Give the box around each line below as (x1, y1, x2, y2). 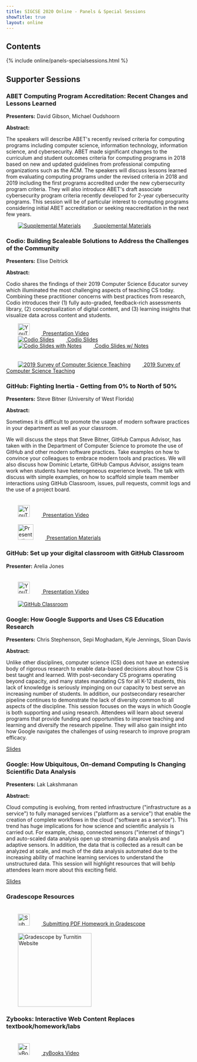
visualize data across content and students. (6, 312, 112, 319)
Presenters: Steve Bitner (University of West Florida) (6, 396, 134, 403)
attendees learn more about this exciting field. (6, 866, 118, 873)
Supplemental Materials (94, 222, 152, 229)
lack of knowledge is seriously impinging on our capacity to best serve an (6, 684, 185, 691)
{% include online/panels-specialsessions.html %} (6, 57, 128, 64)
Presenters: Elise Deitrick (6, 258, 69, 265)
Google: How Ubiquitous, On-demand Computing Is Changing (6, 760, 186, 768)
